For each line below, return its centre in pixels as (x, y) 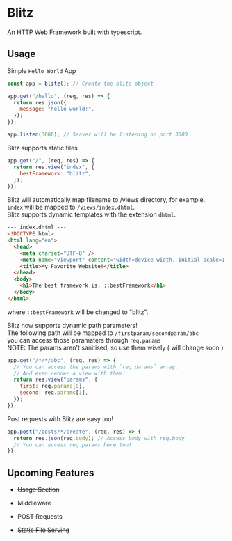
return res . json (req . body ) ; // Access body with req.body (99, 438)
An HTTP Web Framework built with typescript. (75, 32)
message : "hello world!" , (57, 109)
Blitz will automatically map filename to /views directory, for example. (106, 200)
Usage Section (38, 489)
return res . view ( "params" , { (56, 380)
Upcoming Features (51, 472)
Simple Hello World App (42, 70)
